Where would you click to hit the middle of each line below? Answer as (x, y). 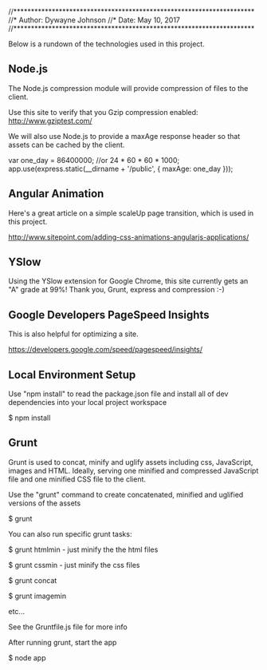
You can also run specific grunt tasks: (70, 533)
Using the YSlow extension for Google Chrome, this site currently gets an (128, 281)
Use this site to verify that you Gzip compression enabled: (103, 112)
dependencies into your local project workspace (88, 402)
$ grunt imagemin (37, 596)
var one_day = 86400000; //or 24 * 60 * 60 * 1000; (94, 160)
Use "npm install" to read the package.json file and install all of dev (118, 394)
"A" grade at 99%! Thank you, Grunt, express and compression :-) (116, 290)
